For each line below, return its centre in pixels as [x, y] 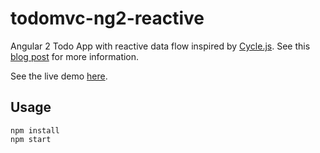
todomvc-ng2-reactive [107, 18]
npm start [31, 139]
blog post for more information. [75, 56]
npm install [35, 130]
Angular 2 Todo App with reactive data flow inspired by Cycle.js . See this [160, 46]
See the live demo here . [59, 76]
